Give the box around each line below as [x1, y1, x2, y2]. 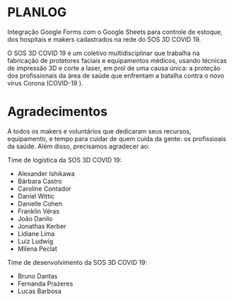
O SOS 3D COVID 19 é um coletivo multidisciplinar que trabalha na [7, 49, 200, 57]
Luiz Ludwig [17, 237, 54, 245]
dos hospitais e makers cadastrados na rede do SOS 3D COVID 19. [7, 35, 201, 43]
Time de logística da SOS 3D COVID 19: [7, 155, 122, 164]
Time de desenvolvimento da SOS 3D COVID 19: [7, 258, 147, 266]
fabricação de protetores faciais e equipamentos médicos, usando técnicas [7, 56, 228, 64]
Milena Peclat [17, 244, 58, 253]
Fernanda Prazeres [17, 279, 74, 288]
